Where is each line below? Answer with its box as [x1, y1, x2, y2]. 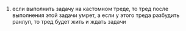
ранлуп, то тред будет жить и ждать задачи [12, 18, 126, 25]
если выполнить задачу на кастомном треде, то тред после [12, 5, 169, 12]
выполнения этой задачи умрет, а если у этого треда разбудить [12, 12, 180, 19]
